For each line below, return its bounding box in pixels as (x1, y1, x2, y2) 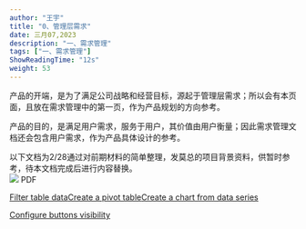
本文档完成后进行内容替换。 (33, 163, 138, 174)
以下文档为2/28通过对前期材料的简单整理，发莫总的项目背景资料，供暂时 (9, 151, 282, 162)
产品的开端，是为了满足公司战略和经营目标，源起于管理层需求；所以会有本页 (9, 90, 297, 101)
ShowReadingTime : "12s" (9, 55, 100, 65)
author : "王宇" (9, 13, 65, 23)
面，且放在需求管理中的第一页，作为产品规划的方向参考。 (9, 101, 225, 112)
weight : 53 (9, 65, 51, 74)
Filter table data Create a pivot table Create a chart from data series (9, 192, 259, 203)
